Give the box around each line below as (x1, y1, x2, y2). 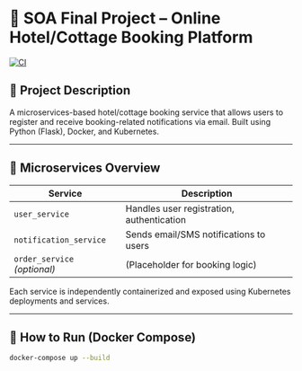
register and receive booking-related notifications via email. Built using (9, 116, 271, 127)
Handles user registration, (125, 202, 235, 215)
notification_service (13, 234, 106, 245)
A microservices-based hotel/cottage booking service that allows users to (9, 107, 284, 118)
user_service (13, 208, 70, 219)
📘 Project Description (9, 83, 131, 98)
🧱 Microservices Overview (9, 161, 161, 176)
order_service (13, 253, 75, 264)
